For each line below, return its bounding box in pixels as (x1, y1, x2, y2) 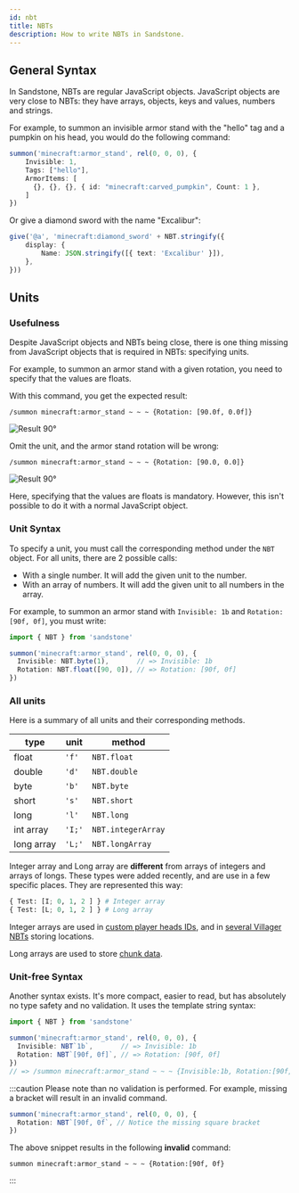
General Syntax (9, 62, 97, 78)
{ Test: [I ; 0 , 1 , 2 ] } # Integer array (9, 897, 166, 906)
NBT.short (92, 795, 133, 806)
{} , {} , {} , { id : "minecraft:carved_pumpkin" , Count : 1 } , (32, 182, 261, 192)
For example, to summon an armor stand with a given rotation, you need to (9, 364, 283, 374)
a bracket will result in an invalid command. (9, 1092, 167, 1103)
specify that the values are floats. (9, 374, 132, 384)
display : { (25, 241, 66, 250)
